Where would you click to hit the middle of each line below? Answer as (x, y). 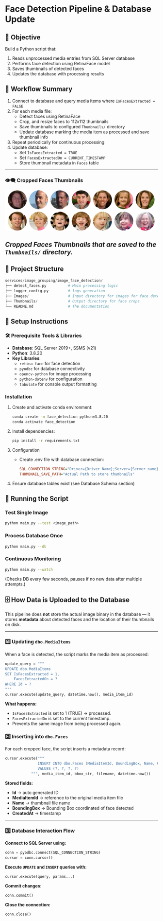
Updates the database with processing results (58, 74)
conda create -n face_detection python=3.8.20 (60, 417)
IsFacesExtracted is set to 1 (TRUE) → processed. (62, 713)
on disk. (13, 624)
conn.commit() (19, 895)
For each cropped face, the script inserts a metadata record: (65, 749)
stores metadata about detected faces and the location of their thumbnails (80, 619)
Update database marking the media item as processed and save (84, 132)
